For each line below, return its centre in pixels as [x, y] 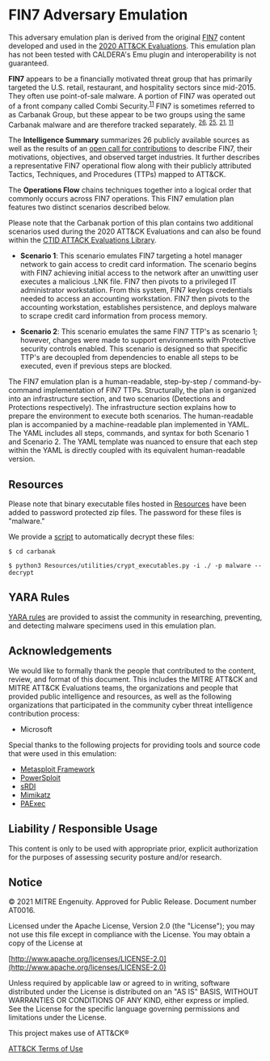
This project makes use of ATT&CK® [69, 1034]
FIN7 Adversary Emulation [98, 15]
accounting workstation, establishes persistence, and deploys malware [138, 307]
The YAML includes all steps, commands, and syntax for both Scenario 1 [129, 433]
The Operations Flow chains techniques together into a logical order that [130, 190]
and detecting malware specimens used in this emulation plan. [112, 625]
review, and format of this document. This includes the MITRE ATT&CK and [133, 679]
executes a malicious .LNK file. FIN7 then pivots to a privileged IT [128, 281]
